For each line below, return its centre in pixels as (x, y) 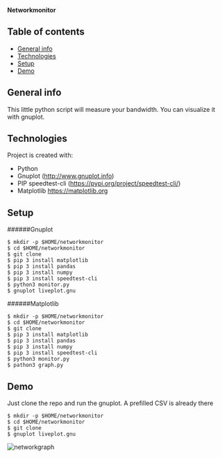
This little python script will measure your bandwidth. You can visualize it (111, 109)
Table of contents (46, 32)
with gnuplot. (26, 117)
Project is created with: (40, 155)
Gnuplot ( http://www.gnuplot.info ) (66, 176)
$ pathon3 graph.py (35, 365)
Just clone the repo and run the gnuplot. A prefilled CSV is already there (110, 403)
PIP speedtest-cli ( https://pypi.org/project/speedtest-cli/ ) (99, 183)
